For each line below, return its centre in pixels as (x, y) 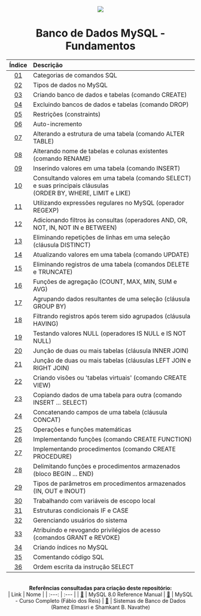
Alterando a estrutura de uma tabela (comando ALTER (108, 133)
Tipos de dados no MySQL (70, 85)
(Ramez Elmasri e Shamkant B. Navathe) (100, 607)
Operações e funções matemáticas (82, 429)
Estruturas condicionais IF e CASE (80, 510)
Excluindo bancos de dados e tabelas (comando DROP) (111, 104)
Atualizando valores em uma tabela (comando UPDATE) (111, 255)
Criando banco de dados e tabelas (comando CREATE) (110, 94)
